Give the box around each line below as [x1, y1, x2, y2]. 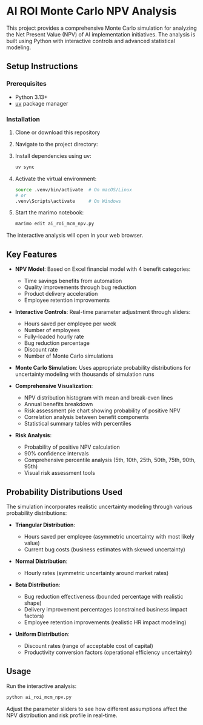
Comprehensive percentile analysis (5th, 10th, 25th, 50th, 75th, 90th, [24, 457, 196, 464]
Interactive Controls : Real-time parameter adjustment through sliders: [15, 308, 191, 316]
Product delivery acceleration [24, 290, 98, 298]
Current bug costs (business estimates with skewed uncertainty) [24, 545, 186, 553]
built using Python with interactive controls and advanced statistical [6, 37, 176, 44]
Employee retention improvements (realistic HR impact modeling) [24, 618, 187, 626]
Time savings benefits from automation [24, 277, 122, 285]
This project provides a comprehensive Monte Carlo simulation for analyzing [6, 24, 197, 32]
